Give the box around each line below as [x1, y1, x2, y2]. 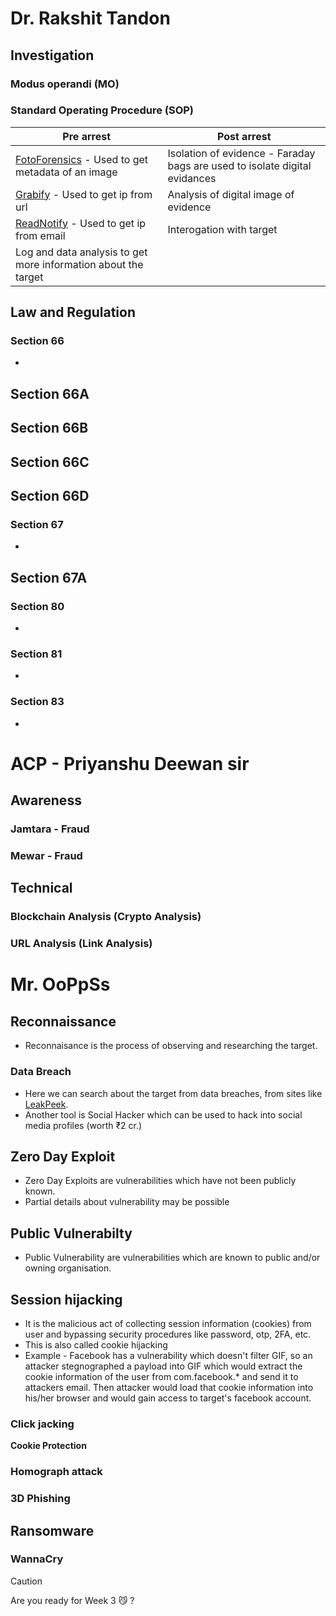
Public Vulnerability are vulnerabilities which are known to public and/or [24, 1252, 321, 1264]
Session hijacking [10, 1291, 123, 1308]
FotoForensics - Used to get [15, 152, 149, 166]
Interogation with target [167, 222, 278, 236]
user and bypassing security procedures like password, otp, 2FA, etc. [24, 1328, 312, 1341]
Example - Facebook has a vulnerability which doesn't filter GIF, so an [24, 1350, 313, 1362]
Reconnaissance [10, 1013, 117, 1030]
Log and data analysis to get [15, 245, 148, 259]
